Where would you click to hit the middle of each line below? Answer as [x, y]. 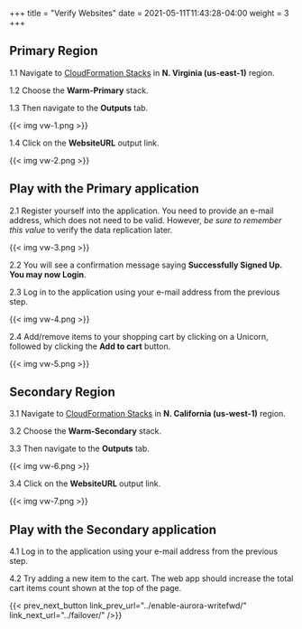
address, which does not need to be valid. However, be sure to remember [146, 220]
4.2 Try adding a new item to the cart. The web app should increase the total [151, 578]
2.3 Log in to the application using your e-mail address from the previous [145, 292]
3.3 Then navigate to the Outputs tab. [80, 449]
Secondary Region [62, 392]
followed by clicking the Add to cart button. [90, 346]
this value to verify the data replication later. [91, 230]
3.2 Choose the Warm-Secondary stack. [86, 431]
